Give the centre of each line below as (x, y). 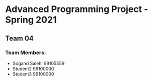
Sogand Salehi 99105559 (38, 63)
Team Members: (26, 52)
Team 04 (19, 38)
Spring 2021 (31, 20)
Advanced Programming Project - (77, 9)
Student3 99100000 (33, 74)
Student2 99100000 (33, 68)
